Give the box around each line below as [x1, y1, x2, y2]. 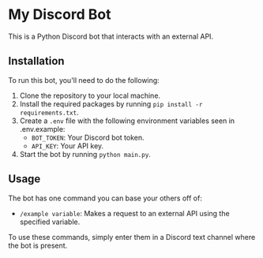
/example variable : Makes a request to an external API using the [19, 208, 231, 218]
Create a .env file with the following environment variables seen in [19, 116, 235, 125]
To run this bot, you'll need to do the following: [8, 75, 160, 84]
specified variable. [19, 217, 81, 226]
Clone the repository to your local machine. [19, 91, 160, 100]
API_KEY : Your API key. [31, 140, 104, 151]
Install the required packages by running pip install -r [19, 99, 203, 108]
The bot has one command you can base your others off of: [8, 193, 203, 203]
